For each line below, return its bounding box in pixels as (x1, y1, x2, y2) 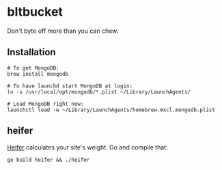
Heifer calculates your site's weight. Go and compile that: (7, 143, 169, 151)
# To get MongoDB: (7, 64, 59, 72)
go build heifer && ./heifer (7, 156, 90, 163)
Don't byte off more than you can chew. (7, 27, 119, 35)
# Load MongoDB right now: (7, 100, 84, 107)
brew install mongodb (7, 70, 69, 77)
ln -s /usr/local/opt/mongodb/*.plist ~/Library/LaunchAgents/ (7, 88, 191, 96)
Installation (7, 46, 56, 58)
